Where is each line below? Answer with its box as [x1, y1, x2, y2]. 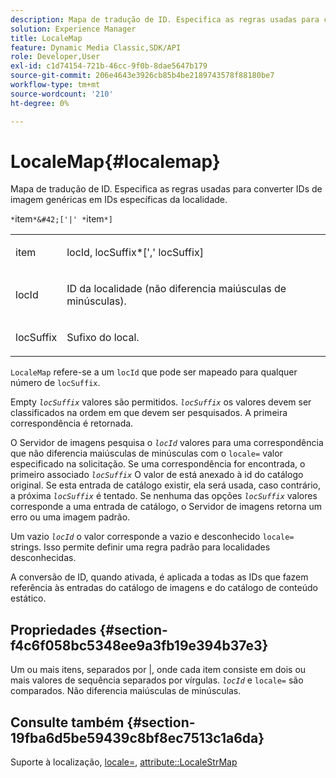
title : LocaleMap [10, 33, 83, 43]
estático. [10, 592, 47, 605]
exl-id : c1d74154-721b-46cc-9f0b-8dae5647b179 [10, 61, 208, 71]
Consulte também [10, 714, 125, 731]
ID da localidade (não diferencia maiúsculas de [66, 282, 287, 296]
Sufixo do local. [66, 331, 140, 345]
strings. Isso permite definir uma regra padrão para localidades [10, 541, 271, 553]
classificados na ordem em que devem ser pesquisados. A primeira [10, 407, 288, 419]
